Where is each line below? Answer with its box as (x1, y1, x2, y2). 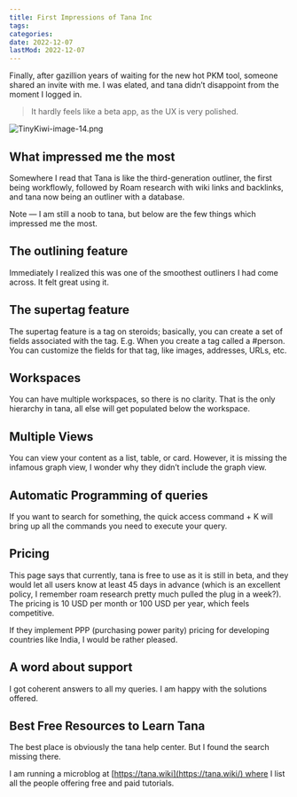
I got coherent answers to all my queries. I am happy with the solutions (9, 684, 268, 694)
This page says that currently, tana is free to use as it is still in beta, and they (9, 569, 289, 581)
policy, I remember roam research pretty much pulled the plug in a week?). (9, 589, 282, 599)
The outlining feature (9, 244, 129, 259)
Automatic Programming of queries (9, 488, 208, 503)
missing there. (9, 751, 61, 762)
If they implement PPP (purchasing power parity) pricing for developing (9, 624, 270, 635)
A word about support (9, 660, 133, 675)
